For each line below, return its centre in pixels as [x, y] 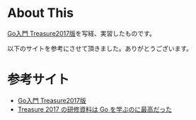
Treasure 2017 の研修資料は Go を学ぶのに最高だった [94, 109]
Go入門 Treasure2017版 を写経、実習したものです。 [81, 33]
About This [41, 13]
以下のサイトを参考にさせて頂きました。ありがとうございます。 [100, 48]
